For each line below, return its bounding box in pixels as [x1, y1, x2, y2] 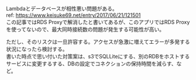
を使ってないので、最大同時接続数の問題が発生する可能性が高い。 [6, 26, 165, 33]
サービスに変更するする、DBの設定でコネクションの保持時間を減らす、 [6, 60, 177, 67]
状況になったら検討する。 [6, 46, 68, 53]
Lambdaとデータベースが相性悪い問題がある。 [6, 5, 118, 12]
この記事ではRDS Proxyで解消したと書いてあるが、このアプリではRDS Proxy [6, 19, 190, 25]
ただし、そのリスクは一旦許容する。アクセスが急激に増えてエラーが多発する [6, 39, 190, 45]
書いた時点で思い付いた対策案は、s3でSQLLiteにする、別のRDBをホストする [6, 53, 190, 60]
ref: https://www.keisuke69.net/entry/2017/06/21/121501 [6, 12, 141, 19]
